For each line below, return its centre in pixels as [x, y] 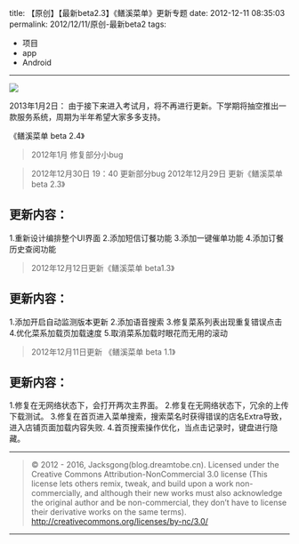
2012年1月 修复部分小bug [77, 155]
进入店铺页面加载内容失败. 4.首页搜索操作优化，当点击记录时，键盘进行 [140, 428]
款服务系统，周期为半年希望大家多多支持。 [87, 117]
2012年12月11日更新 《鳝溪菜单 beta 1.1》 [103, 352]
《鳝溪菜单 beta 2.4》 [47, 136]
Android [36, 62]
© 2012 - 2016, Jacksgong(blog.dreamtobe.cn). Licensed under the [155, 465]
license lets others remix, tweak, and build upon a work [132, 484]
